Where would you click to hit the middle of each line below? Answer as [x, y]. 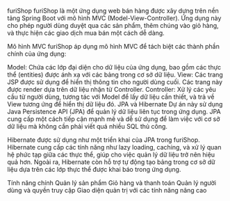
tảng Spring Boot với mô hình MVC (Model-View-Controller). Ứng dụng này [114, 18]
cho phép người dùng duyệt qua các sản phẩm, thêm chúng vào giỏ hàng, [113, 25]
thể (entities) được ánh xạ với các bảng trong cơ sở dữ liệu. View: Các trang [115, 74]
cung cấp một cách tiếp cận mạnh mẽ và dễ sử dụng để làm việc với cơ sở [114, 119]
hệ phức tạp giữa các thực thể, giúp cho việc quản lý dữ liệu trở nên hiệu [111, 154]
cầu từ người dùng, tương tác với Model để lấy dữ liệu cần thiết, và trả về [111, 97]
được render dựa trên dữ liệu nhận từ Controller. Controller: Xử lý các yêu [112, 89]
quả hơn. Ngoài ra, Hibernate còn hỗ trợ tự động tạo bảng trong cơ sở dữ [111, 162]
